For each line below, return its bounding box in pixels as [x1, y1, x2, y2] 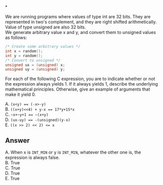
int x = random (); [5, 49, 43, 54]
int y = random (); [5, 53, 43, 58]
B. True [5, 160, 20, 166]
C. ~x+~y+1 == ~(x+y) [5, 112, 48, 118]
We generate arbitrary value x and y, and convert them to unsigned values [5, 30, 156, 35]
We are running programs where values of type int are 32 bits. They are [5, 14, 151, 19]
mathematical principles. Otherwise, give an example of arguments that [5, 86, 151, 92]
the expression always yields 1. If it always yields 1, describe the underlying [5, 81, 158, 87]
